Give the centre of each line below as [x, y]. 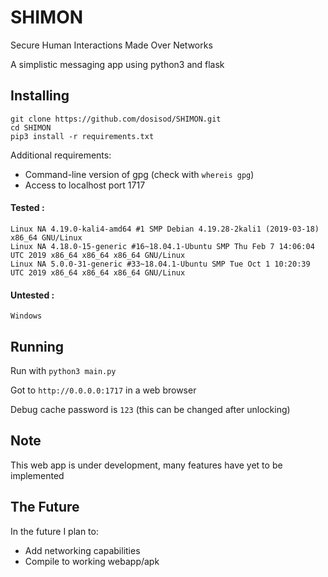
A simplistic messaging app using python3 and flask [117, 64]
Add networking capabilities [82, 550]
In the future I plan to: [54, 531]
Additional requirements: [61, 155]
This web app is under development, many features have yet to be [146, 465]
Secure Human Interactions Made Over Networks [111, 45]
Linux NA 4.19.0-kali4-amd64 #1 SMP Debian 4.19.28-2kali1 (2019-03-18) [165, 229]
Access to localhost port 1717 [85, 185]
